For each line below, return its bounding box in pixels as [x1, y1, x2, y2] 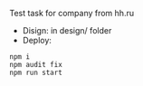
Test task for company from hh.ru [9, 8, 134, 18]
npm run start [9, 68, 63, 77]
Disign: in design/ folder [22, 25, 112, 35]
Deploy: [22, 35, 52, 45]
